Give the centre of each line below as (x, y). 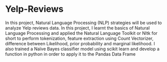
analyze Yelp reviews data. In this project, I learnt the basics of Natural (78, 28)
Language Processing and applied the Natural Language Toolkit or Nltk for (82, 33)
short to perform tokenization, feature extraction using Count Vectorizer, (79, 38)
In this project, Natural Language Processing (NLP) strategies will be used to (83, 23)
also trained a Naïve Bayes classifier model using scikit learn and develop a (82, 49)
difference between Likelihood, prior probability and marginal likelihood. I (80, 43)
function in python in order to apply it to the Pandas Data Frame (71, 54)
